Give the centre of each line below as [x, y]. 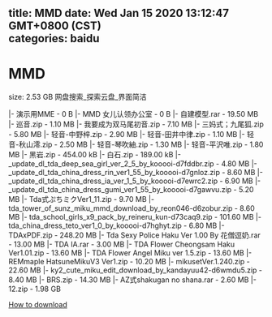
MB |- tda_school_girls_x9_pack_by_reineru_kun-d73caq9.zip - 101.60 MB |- [135, 217]
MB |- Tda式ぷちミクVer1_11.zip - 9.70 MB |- [82, 199]
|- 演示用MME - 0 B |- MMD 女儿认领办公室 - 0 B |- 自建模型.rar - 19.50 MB [133, 114]
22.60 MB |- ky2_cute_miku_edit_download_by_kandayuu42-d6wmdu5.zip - [135, 270]
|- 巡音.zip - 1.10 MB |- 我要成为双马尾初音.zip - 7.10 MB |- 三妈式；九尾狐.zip [136, 124]
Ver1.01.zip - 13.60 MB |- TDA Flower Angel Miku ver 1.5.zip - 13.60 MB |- [130, 253]
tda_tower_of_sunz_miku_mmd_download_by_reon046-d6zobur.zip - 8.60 [132, 208]
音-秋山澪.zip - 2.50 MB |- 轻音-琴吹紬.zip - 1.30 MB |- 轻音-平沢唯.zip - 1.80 [136, 144]
